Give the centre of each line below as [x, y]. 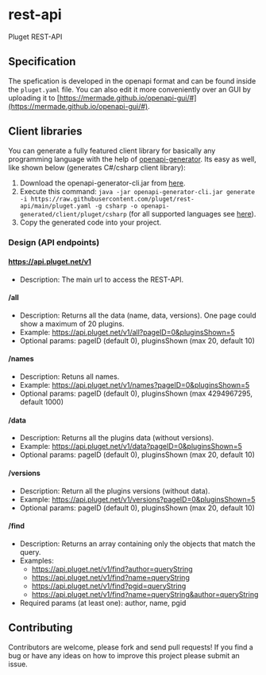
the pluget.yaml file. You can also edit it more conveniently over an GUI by [130, 89]
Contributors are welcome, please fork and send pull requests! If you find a [131, 647]
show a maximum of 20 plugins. [72, 323]
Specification [42, 62]
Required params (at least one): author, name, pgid [103, 603]
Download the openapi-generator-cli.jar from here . [102, 183]
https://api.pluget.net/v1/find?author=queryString [112, 569]
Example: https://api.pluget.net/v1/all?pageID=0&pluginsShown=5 [127, 332]
